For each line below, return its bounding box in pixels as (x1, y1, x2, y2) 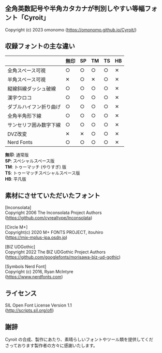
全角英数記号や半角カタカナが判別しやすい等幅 (5, 4, 145, 13)
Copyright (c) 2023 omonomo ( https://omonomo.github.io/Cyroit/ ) (5, 27, 137, 32)
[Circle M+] (5, 224, 28, 230)
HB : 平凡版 (5, 176, 27, 182)
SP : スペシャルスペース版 (5, 158, 55, 164)
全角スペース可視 (7, 67, 46, 74)
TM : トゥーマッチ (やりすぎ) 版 (5, 164, 67, 169)
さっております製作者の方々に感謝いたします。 (5, 343, 98, 349)
